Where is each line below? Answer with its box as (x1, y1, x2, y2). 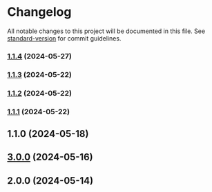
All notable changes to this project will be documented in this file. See (7, 27, 206, 35)
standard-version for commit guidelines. (7, 34, 122, 42)
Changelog (7, 4, 72, 20)
